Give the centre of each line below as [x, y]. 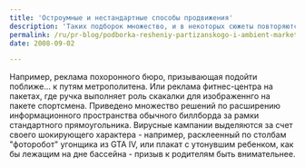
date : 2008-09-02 [42, 43]
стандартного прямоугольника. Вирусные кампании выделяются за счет [151, 125]
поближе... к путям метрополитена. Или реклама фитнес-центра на [142, 86]
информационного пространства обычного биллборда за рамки [134, 115]
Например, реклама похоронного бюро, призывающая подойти [133, 77]
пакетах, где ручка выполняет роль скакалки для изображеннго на [140, 96]
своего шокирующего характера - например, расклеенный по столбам [148, 135]
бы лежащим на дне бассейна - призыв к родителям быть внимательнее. [152, 154]
